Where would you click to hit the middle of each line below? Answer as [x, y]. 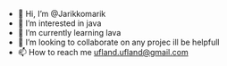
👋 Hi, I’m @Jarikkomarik [62, 14]
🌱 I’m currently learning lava [69, 33]
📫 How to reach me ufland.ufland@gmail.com [103, 52]
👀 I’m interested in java [59, 23]
